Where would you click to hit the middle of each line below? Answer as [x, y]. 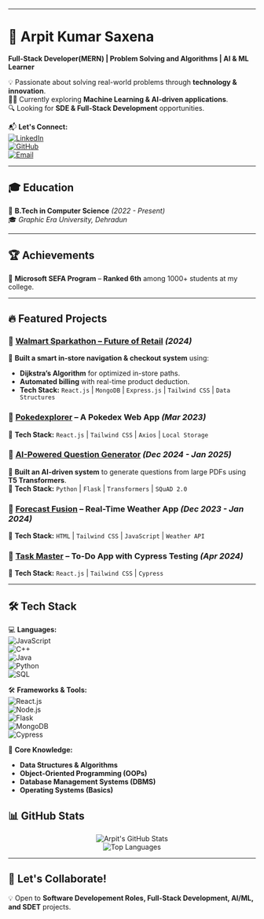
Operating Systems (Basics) [66, 790]
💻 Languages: [33, 630]
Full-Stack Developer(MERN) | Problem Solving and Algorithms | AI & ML [128, 58]
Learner [22, 67]
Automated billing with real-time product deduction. [104, 382]
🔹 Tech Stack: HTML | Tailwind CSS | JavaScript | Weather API [106, 536]
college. [21, 287]
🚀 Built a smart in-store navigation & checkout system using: [109, 358]
